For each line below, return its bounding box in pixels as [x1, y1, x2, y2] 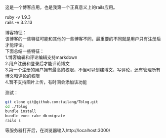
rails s [5, 118, 21, 123]
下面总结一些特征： [5, 48, 44, 54]
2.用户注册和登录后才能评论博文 [5, 61, 70, 66]
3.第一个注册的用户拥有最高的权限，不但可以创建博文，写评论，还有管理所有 [5, 67, 161, 73]
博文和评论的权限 [5, 73, 40, 79]
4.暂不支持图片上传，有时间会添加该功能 [5, 79, 87, 85]
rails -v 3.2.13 [5, 19, 33, 25]
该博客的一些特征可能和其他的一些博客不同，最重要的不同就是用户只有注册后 [5, 36, 161, 42]
